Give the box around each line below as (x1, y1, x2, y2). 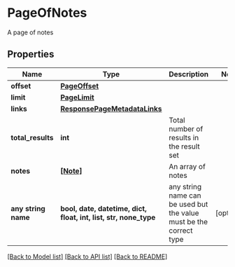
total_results (10, 132, 54, 142)
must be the (169, 217, 208, 226)
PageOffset (60, 81, 99, 90)
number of (169, 124, 204, 134)
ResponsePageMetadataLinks (60, 104, 162, 114)
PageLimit (60, 93, 94, 102)
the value (169, 208, 199, 218)
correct (169, 226, 193, 235)
